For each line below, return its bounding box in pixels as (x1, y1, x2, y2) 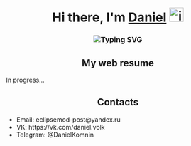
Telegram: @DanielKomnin (16, 130, 94, 139)
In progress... (6, 75, 45, 84)
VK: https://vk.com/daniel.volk (16, 122, 105, 131)
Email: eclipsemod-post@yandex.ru (16, 115, 121, 124)
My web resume (81, 57, 155, 69)
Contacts (97, 96, 139, 108)
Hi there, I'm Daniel (51, 9, 167, 26)
